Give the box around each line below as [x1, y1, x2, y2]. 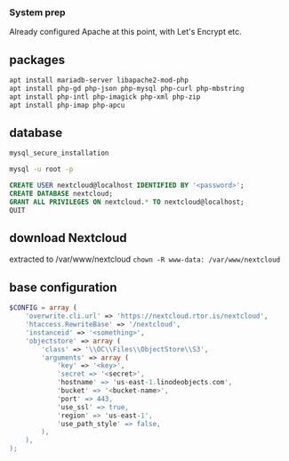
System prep [9, 6, 66, 19]
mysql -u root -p [9, 165, 74, 174]
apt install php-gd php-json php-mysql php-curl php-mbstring [9, 84, 245, 93]
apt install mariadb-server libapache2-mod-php [9, 76, 189, 85]
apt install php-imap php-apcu [9, 101, 125, 109]
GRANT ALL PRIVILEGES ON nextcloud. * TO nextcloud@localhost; [9, 198, 245, 206]
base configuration [9, 279, 117, 295]
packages [9, 52, 65, 68]
